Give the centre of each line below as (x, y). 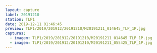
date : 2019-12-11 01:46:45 (34, 24)
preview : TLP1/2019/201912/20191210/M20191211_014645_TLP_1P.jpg (75, 29)
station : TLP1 (20, 19)
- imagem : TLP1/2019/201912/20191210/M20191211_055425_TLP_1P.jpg (81, 43)
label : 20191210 (22, 15)
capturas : (16, 33)
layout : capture (22, 10)
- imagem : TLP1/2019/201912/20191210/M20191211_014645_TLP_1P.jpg (81, 38)
